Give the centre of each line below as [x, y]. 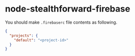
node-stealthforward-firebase [68, 9]
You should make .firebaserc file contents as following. [61, 22]
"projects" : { [24, 35]
